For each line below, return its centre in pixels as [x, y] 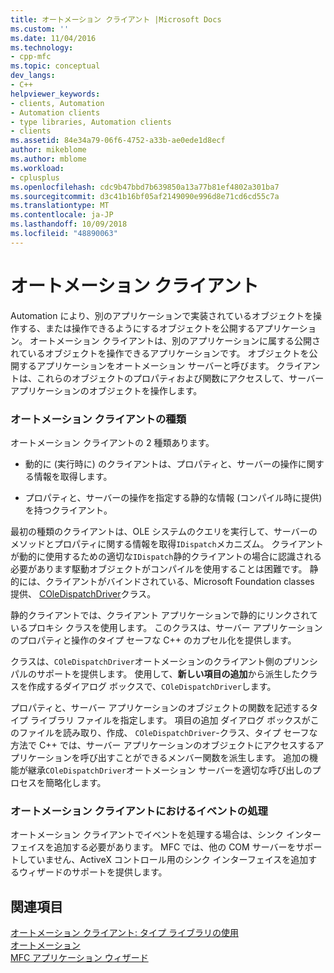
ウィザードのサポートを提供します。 [93, 872]
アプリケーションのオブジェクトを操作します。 [106, 390]
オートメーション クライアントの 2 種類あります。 [112, 442]
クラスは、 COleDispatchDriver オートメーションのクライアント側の [146, 661]
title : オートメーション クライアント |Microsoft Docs [116, 19]
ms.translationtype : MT [60, 206]
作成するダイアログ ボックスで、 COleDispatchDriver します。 [152, 686]
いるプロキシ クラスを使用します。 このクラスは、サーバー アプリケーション [166, 627]
